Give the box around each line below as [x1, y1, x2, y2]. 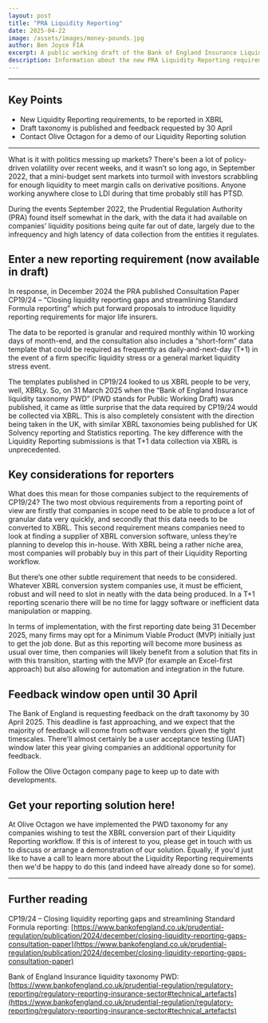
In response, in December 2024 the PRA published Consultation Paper [8, 286, 240, 296]
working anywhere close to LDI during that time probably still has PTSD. [8, 189, 245, 198]
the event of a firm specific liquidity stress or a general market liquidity [8, 352, 241, 362]
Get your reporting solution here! [8, 798, 175, 812]
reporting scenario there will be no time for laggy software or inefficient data [8, 598, 259, 607]
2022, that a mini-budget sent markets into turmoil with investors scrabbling [8, 171, 258, 181]
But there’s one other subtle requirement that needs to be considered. [8, 572, 238, 582]
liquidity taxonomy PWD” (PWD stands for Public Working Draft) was [8, 393, 234, 404]
